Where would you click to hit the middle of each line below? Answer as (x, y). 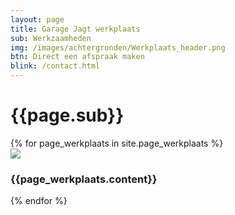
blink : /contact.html (55, 66)
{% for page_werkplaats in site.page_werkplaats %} (117, 143)
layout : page (37, 19)
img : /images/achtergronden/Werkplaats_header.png (118, 47)
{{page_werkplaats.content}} (84, 179)
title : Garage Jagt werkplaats (75, 29)
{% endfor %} (39, 201)
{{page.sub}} (67, 115)
